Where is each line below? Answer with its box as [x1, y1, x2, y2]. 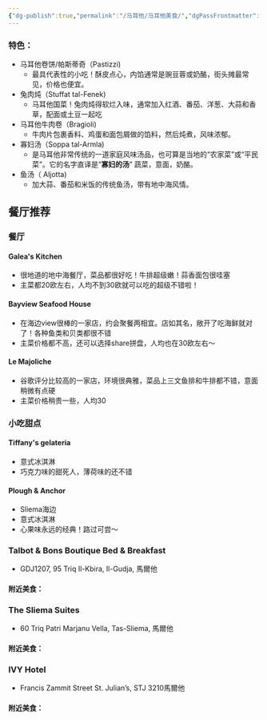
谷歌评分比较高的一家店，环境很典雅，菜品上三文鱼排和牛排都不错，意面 [19, 376, 258, 385]
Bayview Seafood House [8, 300, 92, 309]
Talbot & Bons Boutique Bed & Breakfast [8, 545, 166, 557]
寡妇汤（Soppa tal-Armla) [19, 139, 105, 149]
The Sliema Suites [8, 604, 80, 615]
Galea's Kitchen [8, 251, 62, 261]
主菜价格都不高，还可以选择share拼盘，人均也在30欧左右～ [19, 338, 216, 348]
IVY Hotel [8, 664, 46, 675]
